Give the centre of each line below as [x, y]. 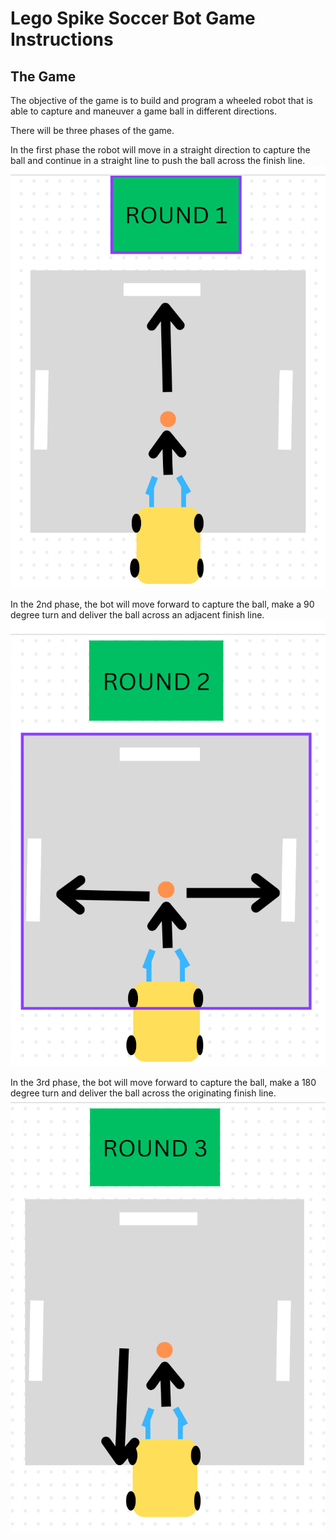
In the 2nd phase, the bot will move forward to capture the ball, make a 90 [162, 604]
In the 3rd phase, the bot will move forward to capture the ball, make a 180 [163, 1083]
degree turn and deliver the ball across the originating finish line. [143, 1093]
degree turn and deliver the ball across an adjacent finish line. [137, 615]
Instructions [62, 39]
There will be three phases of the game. [92, 130]
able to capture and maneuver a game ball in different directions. [143, 111]
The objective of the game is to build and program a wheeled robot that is [161, 100]
